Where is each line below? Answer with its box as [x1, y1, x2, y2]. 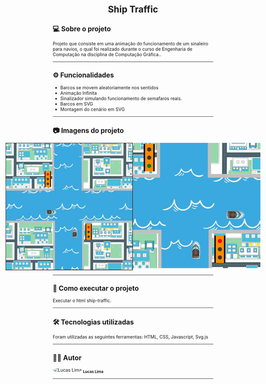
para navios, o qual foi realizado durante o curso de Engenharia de [52, 46, 193, 52]
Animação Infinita [60, 90, 97, 96]
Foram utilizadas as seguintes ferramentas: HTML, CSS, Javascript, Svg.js [52, 334, 208, 340]
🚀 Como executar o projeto [52, 284, 139, 293]
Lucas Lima [83, 369, 103, 374]
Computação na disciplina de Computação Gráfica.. [52, 52, 162, 57]
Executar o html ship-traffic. [52, 297, 112, 304]
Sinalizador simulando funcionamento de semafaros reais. [60, 95, 182, 101]
